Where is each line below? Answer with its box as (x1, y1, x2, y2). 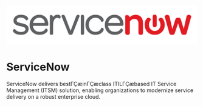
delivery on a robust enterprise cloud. (6, 93, 101, 100)
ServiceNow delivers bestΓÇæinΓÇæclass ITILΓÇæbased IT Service (6, 80, 177, 87)
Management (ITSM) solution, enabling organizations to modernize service (6, 87, 194, 94)
